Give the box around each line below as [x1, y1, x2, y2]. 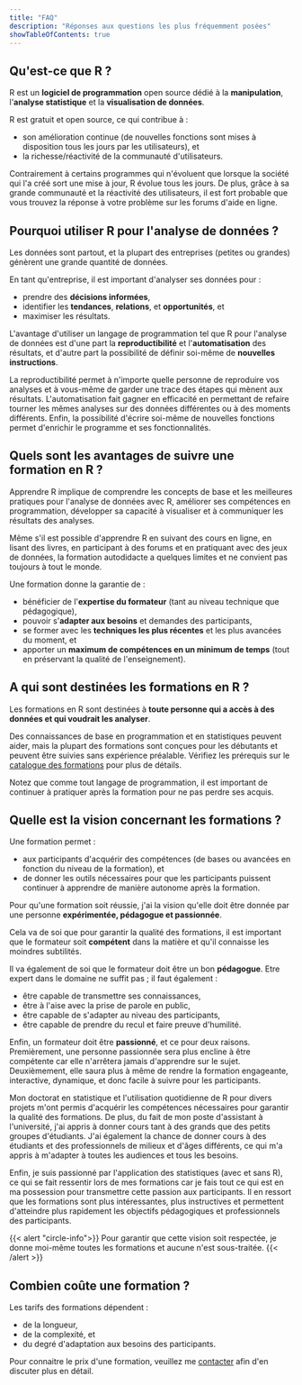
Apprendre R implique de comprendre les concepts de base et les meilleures [9, 486, 293, 497]
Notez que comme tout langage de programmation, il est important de [9, 777, 268, 788]
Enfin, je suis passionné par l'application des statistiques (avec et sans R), [9, 1168, 283, 1179]
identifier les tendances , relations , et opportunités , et [22, 301, 225, 312]
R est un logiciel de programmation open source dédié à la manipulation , [9, 87, 284, 98]
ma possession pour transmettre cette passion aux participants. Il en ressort [9, 1187, 292, 1198]
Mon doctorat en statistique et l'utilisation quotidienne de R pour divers [9, 1092, 272, 1104]
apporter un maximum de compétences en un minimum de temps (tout [22, 643, 290, 654]
